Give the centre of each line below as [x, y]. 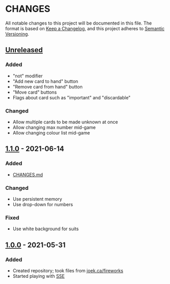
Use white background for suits [46, 229]
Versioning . [17, 34]
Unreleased [24, 50]
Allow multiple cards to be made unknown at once [65, 122]
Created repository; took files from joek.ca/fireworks [68, 270]
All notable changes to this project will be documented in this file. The [79, 23]
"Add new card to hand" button [45, 81]
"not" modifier [28, 76]
